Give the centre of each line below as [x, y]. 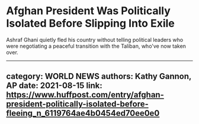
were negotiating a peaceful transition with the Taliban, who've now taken [96, 46]
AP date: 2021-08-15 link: [54, 86]
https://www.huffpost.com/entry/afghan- [85, 95]
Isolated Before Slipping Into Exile [90, 23]
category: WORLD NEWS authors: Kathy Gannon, [99, 76]
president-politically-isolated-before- [78, 104]
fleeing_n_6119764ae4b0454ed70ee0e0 [83, 113]
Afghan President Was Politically [88, 11]
